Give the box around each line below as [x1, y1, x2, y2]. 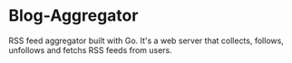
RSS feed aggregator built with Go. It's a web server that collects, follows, [8, 35, 285, 46]
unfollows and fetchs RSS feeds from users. [8, 44, 173, 55]
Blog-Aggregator [8, 5, 139, 26]
